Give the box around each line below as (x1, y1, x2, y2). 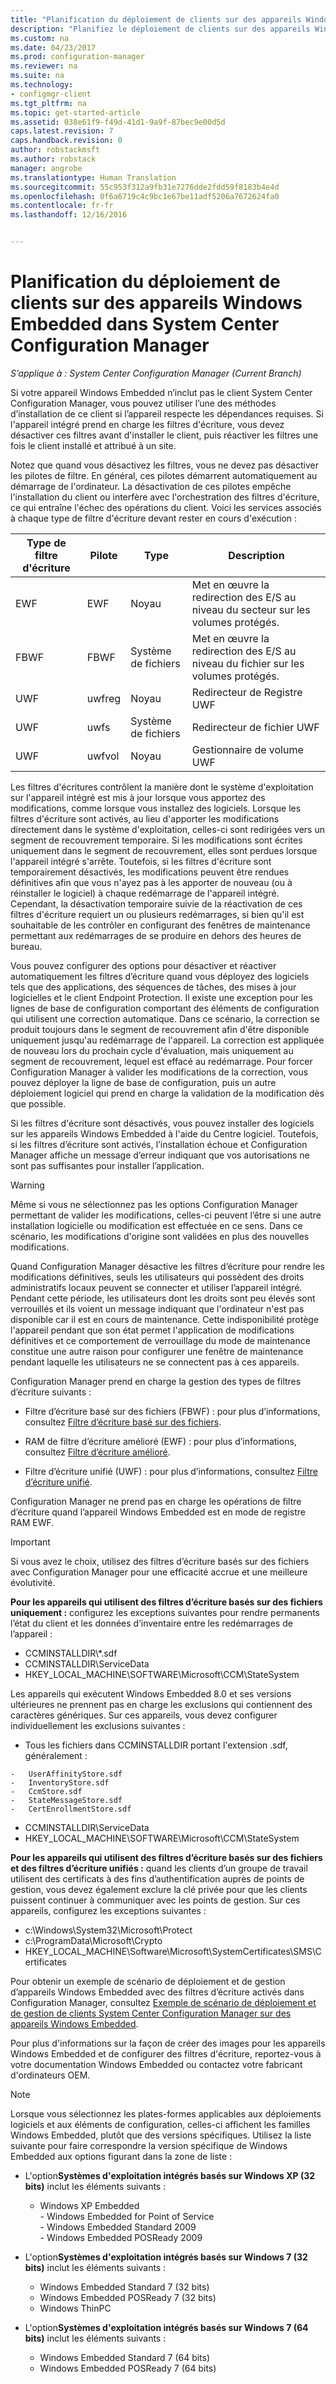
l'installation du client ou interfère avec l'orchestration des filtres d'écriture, (10, 491, 320, 503)
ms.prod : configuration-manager (10, 52, 145, 62)
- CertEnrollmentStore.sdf (10, 1804, 132, 1814)
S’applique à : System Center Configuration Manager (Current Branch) (10, 367, 302, 379)
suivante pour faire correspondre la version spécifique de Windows (10, 2139, 288, 2151)
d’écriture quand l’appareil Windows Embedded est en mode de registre (10, 1506, 306, 1518)
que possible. (10, 1097, 67, 1110)
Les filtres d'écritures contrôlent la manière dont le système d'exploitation (10, 781, 314, 793)
